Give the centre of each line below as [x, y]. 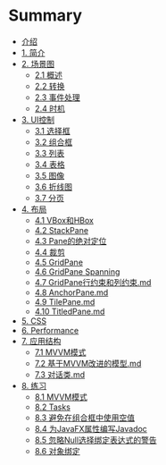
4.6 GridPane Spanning [77, 271]
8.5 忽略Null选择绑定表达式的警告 [95, 440]
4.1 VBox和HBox [64, 220]
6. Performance [50, 330]
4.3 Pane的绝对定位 [71, 241]
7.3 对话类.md [60, 374]
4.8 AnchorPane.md [71, 292]
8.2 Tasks [52, 407]
